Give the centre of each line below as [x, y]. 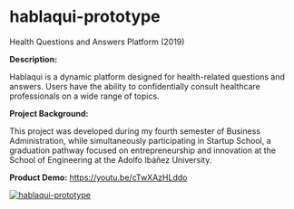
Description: [33, 59]
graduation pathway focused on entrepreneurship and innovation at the [143, 150]
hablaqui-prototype [85, 17]
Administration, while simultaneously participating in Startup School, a [141, 140]
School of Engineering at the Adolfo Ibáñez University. [111, 159]
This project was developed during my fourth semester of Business [135, 131]
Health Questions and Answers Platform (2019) [97, 42]
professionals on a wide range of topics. [85, 96]
